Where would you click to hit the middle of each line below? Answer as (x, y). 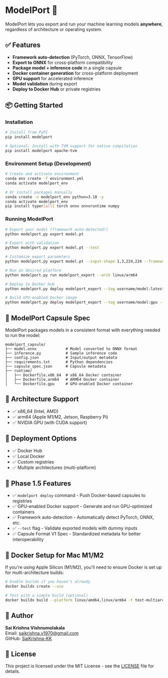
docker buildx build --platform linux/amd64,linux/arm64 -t (69, 600)
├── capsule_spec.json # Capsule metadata (56, 366)
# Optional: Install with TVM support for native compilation (71, 146)
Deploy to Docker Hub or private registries (56, 89)
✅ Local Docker (28, 456)
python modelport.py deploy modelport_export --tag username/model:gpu (81, 302)
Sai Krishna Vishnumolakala (35, 627)
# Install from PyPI (27, 132)
